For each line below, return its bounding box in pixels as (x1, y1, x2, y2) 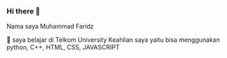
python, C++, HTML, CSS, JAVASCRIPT (6, 43, 120, 52)
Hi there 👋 (6, 6, 41, 16)
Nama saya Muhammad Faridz (6, 22, 94, 31)
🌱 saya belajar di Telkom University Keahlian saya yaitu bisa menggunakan (6, 36, 221, 44)
